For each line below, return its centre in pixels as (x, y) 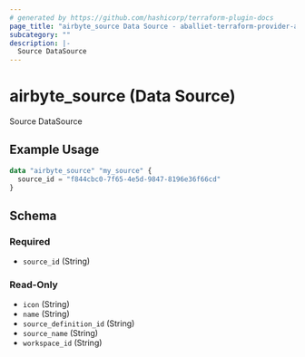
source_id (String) (56, 261)
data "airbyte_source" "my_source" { (81, 170)
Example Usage (54, 150)
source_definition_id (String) (79, 323)
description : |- (40, 43)
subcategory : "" (40, 34)
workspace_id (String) (62, 343)
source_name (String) (60, 333)
